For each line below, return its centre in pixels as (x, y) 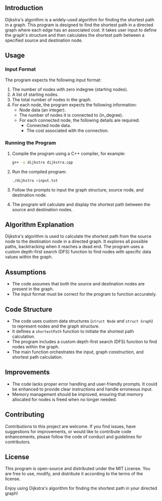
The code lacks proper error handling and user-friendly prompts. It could (84, 384)
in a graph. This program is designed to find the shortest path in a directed (79, 25)
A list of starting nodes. (35, 94)
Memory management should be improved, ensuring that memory (78, 394)
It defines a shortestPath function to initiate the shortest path (73, 331)
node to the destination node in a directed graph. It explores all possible (77, 241)
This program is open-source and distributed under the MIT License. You (78, 469)
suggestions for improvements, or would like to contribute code (68, 431)
